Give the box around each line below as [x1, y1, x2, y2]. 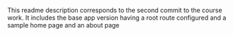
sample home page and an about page [7, 21, 120, 29]
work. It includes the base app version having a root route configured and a [7, 13, 227, 22]
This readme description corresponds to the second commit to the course [7, 6, 222, 14]
